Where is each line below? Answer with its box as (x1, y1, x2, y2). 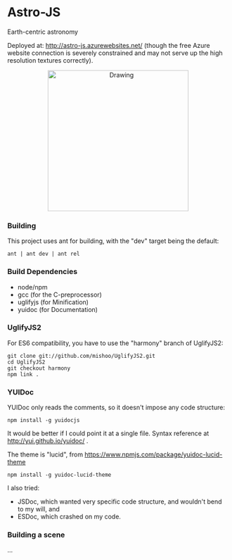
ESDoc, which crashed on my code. (17, 512, 122, 521)
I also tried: (7, 484, 40, 492)
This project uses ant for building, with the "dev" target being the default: (7, 237, 219, 245)
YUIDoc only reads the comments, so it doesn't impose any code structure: (7, 403, 225, 412)
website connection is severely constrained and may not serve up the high (7, 49, 223, 57)
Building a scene (7, 530, 65, 540)
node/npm (17, 282, 48, 291)
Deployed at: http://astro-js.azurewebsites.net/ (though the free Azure (7, 41, 210, 49)
